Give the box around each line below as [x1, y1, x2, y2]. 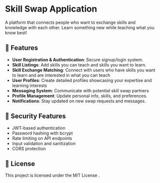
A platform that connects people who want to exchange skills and [5, 19, 136, 25]
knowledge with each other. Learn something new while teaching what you [5, 24, 155, 30]
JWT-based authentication [12, 125, 65, 131]
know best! [5, 30, 28, 35]
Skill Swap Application [5, 3, 97, 15]
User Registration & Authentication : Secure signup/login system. [12, 57, 144, 63]
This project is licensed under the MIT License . [5, 172, 100, 178]
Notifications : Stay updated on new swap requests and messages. [12, 98, 146, 104]
